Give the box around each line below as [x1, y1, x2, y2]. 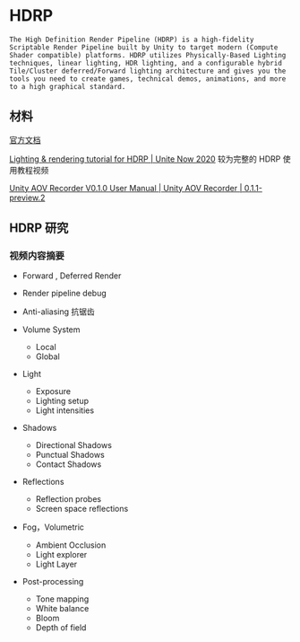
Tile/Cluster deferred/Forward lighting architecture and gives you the [9, 66, 287, 75]
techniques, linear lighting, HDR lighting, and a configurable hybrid [9, 58, 282, 67]
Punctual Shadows [35, 450, 105, 461]
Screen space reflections [35, 504, 129, 514]
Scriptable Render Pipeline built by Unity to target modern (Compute [9, 42, 279, 52]
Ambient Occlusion [35, 540, 107, 550]
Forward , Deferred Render [21, 270, 122, 281]
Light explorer [35, 550, 88, 560]
